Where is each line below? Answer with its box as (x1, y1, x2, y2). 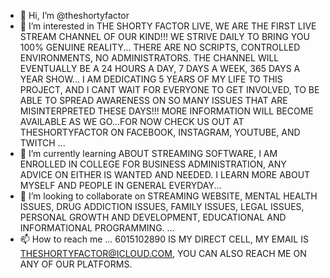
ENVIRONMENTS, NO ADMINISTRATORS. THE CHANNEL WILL (19, 52, 280, 64)
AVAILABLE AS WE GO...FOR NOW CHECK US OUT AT (19, 116, 245, 127)
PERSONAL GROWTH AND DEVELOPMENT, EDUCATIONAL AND (19, 211, 287, 223)
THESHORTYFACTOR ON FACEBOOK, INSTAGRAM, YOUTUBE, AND (19, 126, 301, 138)
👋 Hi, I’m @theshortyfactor (19, 10, 130, 21)
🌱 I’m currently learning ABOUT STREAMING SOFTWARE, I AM (19, 148, 278, 159)
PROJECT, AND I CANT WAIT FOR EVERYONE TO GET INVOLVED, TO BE (19, 84, 320, 95)
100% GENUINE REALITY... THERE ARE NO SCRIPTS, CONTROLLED (19, 41, 301, 53)
